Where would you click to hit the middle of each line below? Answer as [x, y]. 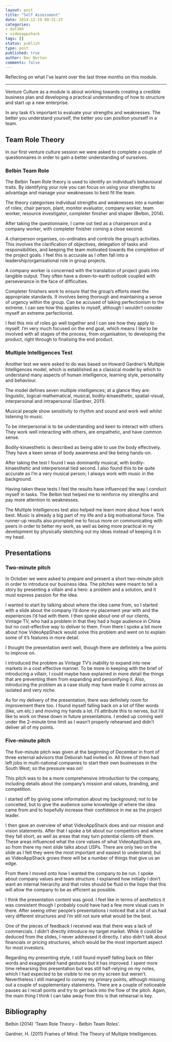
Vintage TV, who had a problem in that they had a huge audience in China [83, 621]
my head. [15, 537]
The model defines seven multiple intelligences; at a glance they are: [78, 390]
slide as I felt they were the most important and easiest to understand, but [83, 852]
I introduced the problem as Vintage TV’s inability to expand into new [78, 663]
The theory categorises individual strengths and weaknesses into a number [85, 202]
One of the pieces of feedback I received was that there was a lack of [79, 926]
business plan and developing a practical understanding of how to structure [85, 97]
